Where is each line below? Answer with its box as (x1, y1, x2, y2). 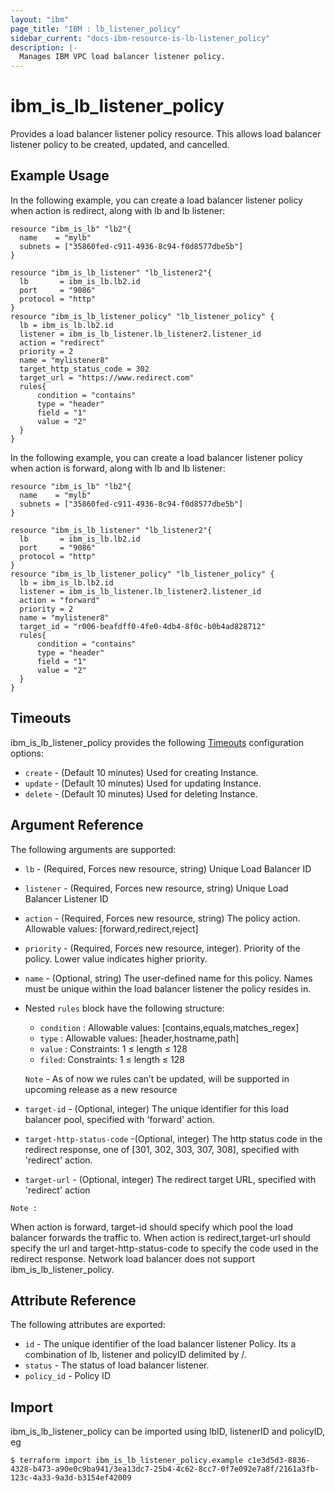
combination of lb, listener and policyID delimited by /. (24, 1349, 247, 1361)
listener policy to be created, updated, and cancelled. (10, 139, 230, 151)
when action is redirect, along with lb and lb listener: (10, 204, 226, 216)
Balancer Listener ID (24, 892, 109, 905)
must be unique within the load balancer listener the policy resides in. (24, 982, 312, 995)
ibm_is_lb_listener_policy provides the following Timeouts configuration (10, 736, 305, 748)
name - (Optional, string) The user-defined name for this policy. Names (24, 972, 313, 984)
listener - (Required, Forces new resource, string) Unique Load (24, 882, 289, 894)
